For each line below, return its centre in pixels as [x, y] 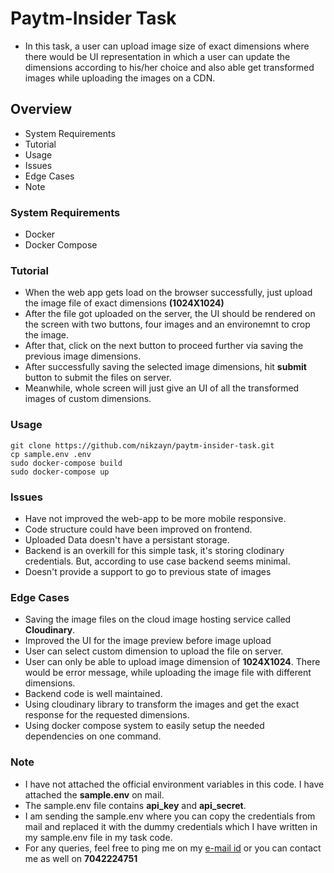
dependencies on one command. [93, 736]
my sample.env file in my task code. [98, 837]
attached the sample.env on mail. [94, 794]
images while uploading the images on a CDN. [120, 78]
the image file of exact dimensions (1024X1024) [124, 303]
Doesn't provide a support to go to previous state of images [148, 571]
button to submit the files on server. [98, 378]
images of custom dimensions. [88, 399]
